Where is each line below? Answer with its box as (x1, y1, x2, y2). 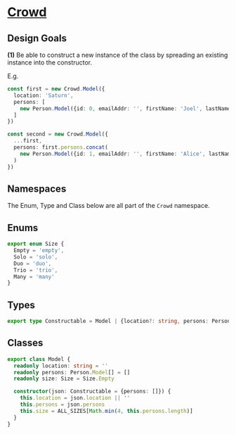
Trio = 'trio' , (13, 266, 58, 274)
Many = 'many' (13, 273, 55, 280)
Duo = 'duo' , (13, 260, 52, 267)
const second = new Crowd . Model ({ (7, 131, 109, 138)
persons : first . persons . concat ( (13, 144, 109, 151)
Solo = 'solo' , (13, 254, 58, 261)
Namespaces (7, 183, 67, 195)
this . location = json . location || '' (20, 395, 131, 402)
